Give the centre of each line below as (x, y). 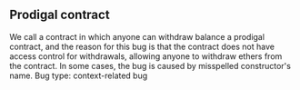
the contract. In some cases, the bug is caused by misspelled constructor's (150, 65)
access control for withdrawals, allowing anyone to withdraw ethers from (146, 56)
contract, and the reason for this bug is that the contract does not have (142, 46)
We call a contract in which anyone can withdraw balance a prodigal (137, 36)
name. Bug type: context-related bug (79, 75)
